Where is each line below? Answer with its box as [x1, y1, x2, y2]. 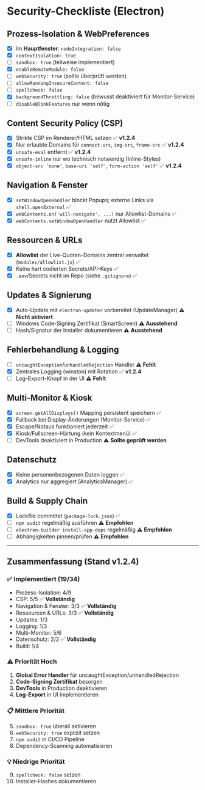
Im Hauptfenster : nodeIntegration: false [15, 45, 121, 52]
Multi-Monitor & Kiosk [7, 393, 92, 403]
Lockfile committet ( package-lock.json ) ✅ [15, 512, 120, 519]
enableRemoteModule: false [15, 67, 85, 73]
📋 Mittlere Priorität [7, 706, 65, 715]
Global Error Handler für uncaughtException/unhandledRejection [15, 671, 179, 679]
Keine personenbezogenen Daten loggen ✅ [15, 470, 125, 478]
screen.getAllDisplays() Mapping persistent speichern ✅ [15, 409, 162, 416]
